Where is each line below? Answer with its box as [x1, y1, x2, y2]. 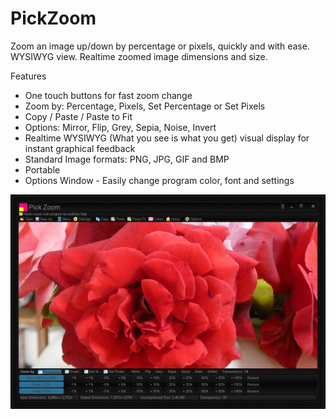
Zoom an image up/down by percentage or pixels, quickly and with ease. [10, 40, 310, 52]
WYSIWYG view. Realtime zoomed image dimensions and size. [10, 50, 268, 62]
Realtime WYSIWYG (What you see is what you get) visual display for [24, 132, 310, 144]
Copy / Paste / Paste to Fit [24, 110, 133, 122]
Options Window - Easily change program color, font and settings [24, 174, 295, 186]
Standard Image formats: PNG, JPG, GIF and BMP [24, 153, 230, 165]
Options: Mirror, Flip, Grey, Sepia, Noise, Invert [24, 121, 217, 133]
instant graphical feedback [24, 142, 136, 154]
